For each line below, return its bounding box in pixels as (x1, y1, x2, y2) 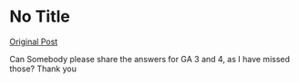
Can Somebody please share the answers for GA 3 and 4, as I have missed (9, 53, 290, 64)
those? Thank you (9, 63, 77, 74)
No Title (9, 6, 71, 27)
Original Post (9, 36, 58, 47)
